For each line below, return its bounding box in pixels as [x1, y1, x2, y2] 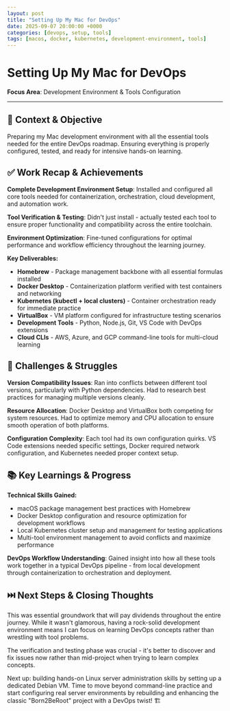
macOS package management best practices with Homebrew [16, 504, 191, 513]
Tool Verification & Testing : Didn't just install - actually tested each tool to [7, 213, 217, 221]
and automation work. [7, 200, 69, 208]
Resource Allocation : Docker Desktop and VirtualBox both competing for [7, 406, 214, 415]
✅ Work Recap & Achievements [7, 167, 144, 178]
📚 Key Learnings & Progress [7, 469, 131, 481]
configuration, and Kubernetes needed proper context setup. [7, 449, 179, 457]
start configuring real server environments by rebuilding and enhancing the [7, 689, 219, 697]
